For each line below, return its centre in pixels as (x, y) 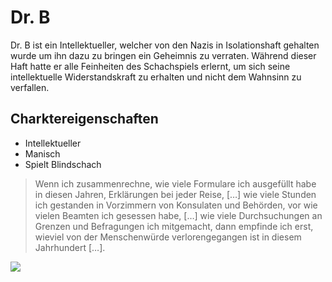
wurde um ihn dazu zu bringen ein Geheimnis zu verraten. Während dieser (163, 55)
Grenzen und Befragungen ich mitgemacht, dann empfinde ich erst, (174, 226)
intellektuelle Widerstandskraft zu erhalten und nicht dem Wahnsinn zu (156, 77)
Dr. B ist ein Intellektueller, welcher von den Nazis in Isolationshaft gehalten (165, 45)
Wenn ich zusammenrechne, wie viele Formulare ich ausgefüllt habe (175, 183)
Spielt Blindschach (63, 164)
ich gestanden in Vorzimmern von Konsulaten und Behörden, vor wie (176, 205)
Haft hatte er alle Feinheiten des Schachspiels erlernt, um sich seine (150, 66)
